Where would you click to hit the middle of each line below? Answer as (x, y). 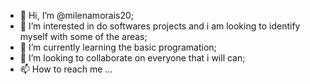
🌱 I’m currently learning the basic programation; (118, 47)
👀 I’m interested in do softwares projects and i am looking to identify (160, 26)
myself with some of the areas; (83, 36)
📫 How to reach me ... (66, 69)
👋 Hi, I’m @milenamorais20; (77, 15)
